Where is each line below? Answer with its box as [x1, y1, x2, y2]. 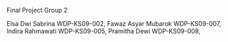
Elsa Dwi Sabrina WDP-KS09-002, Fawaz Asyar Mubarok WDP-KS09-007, [6, 20, 222, 27]
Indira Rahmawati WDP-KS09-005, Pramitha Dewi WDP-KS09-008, [6, 27, 201, 35]
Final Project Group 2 [6, 6, 68, 14]
